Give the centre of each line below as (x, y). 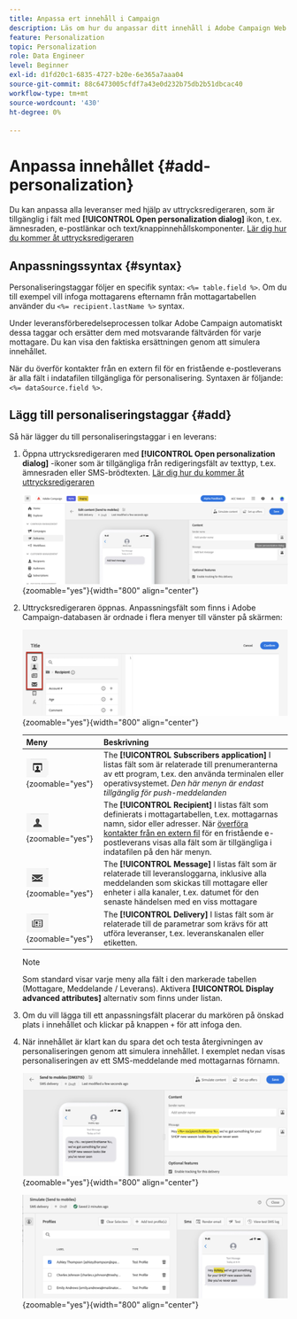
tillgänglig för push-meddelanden (165, 792)
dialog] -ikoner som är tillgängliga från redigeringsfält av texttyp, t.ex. (149, 463)
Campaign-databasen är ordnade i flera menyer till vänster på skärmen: (152, 617)
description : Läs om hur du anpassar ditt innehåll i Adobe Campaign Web (148, 28)
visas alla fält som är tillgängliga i (212, 842)
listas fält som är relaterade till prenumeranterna (190, 764)
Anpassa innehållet (82, 166)
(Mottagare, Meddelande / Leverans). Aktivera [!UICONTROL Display (148, 989)
